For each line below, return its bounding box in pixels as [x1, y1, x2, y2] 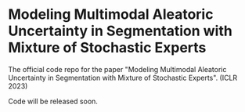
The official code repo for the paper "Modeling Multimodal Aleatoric [8, 64, 227, 74]
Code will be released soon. [8, 96, 98, 106]
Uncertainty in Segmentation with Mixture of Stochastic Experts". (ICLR [8, 73, 238, 82]
